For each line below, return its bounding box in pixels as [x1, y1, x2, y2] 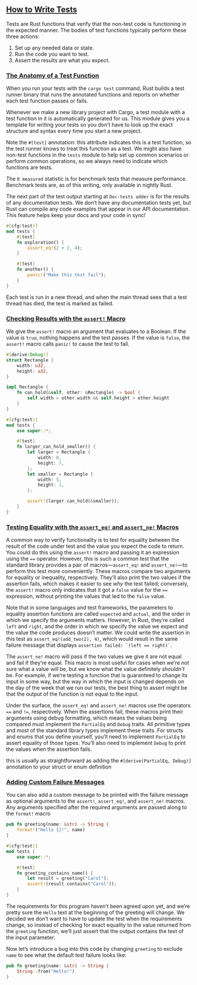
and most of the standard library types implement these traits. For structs [6, 727, 183, 734]
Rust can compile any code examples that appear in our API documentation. [6, 205, 190, 212]
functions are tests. [6, 164, 53, 171]
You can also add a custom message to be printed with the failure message [6, 791, 189, 798]
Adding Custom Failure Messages [6, 778, 105, 786]
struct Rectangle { [6, 357, 54, 363]
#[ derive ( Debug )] [6, 352, 49, 358]
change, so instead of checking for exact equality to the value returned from [6, 921, 191, 929]
